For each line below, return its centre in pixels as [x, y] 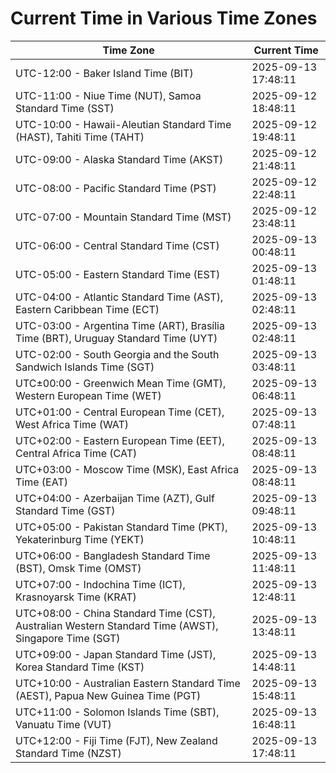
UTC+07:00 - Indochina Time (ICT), [100, 584]
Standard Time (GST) [65, 510]
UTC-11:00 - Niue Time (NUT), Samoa [108, 95]
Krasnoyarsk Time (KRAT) [76, 597]
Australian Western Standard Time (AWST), [117, 625]
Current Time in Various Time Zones [164, 18]
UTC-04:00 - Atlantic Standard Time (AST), [119, 297]
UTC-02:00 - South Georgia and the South [117, 354]
